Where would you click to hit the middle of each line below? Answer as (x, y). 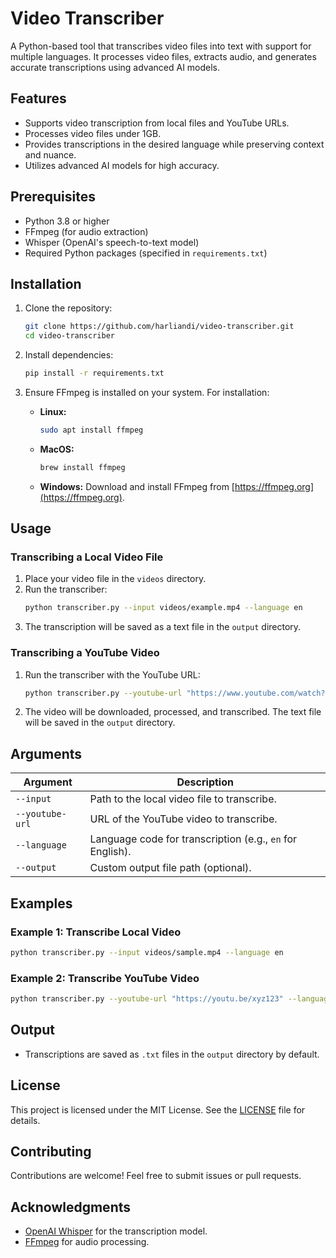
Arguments (46, 753)
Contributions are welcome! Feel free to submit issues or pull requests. (156, 1176)
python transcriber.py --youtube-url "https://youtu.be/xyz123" (147, 999)
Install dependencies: (69, 355)
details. (25, 1120)
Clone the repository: (68, 308)
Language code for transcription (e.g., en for (193, 839)
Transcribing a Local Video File (87, 557)
